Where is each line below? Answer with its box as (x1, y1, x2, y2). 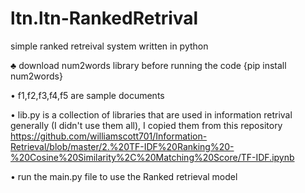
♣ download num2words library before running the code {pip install (10, 59, 287, 71)
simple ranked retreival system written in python (10, 40, 209, 52)
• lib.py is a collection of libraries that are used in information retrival (10, 108, 293, 121)
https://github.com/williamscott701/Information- (10, 130, 208, 142)
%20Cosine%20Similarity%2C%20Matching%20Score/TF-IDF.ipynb (10, 151, 295, 163)
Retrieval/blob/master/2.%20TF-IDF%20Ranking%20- (10, 140, 235, 152)
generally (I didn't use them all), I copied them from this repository (10, 119, 283, 131)
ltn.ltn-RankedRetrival (10, 7, 199, 30)
